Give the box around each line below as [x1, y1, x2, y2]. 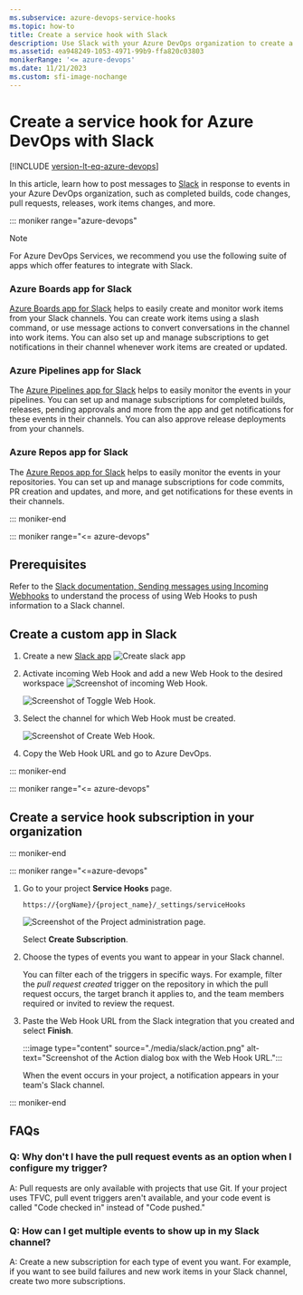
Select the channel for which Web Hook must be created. [22, 713, 236, 724]
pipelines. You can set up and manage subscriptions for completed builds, [9, 394, 286, 405]
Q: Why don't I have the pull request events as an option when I [9, 1151, 292, 1164]
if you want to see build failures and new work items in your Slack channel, [9, 1266, 288, 1277]
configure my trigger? [9, 1162, 109, 1174]
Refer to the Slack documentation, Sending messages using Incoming [9, 581, 269, 592]
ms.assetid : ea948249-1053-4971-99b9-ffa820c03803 [9, 47, 204, 56]
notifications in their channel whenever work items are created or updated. [9, 341, 288, 352]
